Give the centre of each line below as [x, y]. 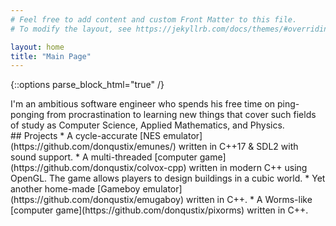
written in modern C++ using [248, 168]
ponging [27, 115]
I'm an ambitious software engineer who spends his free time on [143, 104]
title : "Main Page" [51, 56]
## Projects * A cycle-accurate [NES [86, 136]
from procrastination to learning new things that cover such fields [181, 115]
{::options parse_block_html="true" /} [87, 85]
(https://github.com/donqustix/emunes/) [93, 147]
